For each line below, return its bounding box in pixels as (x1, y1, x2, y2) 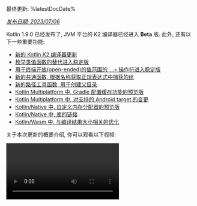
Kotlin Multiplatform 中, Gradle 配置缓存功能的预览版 (14, 89, 144, 95)
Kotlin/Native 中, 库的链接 (14, 111, 78, 118)
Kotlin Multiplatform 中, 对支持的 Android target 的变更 (14, 96, 149, 103)
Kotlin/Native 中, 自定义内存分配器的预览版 (14, 104, 120, 110)
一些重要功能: (11, 38, 45, 45)
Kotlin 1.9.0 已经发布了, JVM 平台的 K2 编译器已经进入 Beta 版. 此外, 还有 (6, 31, 186, 38)
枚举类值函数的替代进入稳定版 (14, 59, 89, 65)
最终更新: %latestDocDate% (6, 5, 76, 12)
